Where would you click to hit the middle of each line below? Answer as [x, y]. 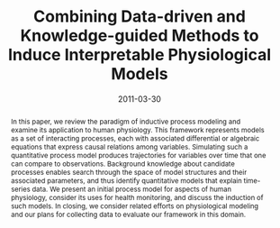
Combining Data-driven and [140, 17]
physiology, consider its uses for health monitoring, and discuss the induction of [137, 197]
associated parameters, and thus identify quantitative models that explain [126, 181]
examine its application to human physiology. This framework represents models [137, 129]
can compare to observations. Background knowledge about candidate [123, 164]
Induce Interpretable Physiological [140, 55]
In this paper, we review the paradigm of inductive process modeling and [126, 121]
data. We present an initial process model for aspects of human [131, 189]
